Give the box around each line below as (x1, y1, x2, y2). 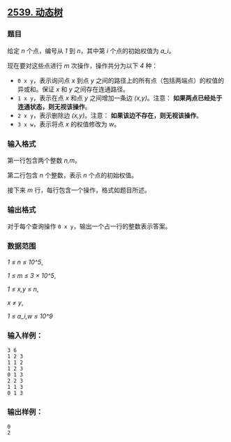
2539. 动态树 (7, 6, 64, 19)
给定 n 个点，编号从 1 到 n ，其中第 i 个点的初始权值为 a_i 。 (7, 46, 176, 54)
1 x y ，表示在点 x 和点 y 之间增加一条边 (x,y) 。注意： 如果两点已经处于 (17, 94, 223, 102)
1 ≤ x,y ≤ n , (7, 285, 39, 293)
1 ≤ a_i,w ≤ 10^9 (7, 311, 54, 320)
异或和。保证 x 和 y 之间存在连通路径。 (17, 84, 130, 93)
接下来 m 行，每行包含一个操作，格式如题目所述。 (7, 186, 151, 194)
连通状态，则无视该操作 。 (17, 102, 91, 110)
